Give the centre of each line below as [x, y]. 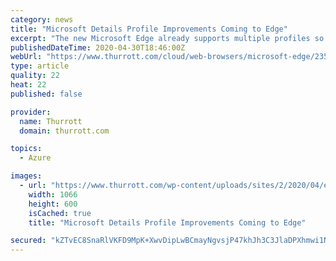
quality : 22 [35, 76]
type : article [40, 66]
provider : [31, 112]
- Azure [35, 158]
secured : [28, 241]
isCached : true [60, 213]
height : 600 [53, 204]
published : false [46, 94]
